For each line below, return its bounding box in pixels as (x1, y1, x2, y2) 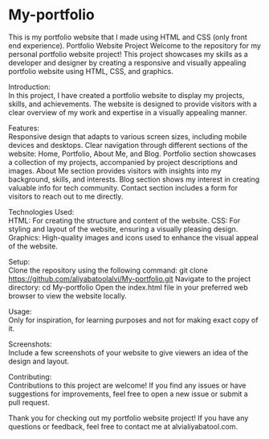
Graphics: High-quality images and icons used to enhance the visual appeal (8, 232, 259, 242)
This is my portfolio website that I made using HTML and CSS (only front (8, 32, 247, 42)
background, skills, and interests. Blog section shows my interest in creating (8, 174, 260, 184)
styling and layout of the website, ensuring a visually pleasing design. (8, 224, 238, 234)
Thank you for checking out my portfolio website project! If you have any (8, 412, 249, 423)
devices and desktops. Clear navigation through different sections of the (8, 140, 248, 150)
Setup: (8, 256, 31, 266)
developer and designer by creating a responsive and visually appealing (8, 58, 247, 68)
